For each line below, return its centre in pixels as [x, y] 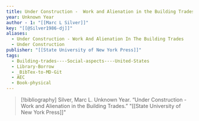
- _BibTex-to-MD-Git [37, 72]
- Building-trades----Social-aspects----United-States [81, 61]
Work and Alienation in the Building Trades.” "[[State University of [101, 106]
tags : [13, 55]
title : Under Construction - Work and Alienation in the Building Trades [100, 12]
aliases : [17, 34]
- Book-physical [31, 83]
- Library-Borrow [33, 66]
